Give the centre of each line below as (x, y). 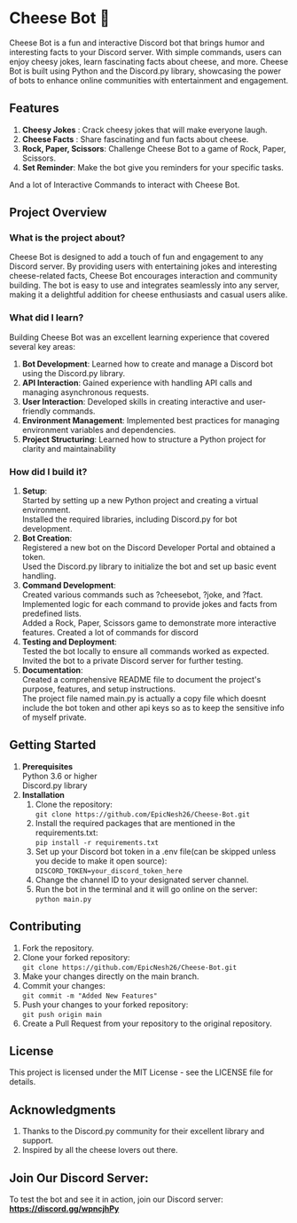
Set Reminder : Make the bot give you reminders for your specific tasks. (152, 167)
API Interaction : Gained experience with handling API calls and (137, 383)
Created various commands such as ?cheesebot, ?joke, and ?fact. (142, 595)
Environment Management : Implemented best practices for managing (151, 420)
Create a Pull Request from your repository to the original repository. (147, 1023)
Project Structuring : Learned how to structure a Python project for (144, 439)
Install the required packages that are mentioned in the (135, 823)
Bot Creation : (47, 538)
